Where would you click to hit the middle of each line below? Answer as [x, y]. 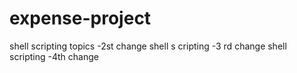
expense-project [80, 18]
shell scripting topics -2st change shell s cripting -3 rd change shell [148, 46]
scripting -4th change [54, 56]
